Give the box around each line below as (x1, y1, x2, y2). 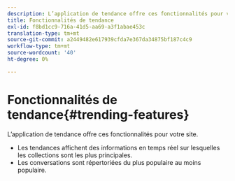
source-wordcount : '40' (7, 50, 77, 57)
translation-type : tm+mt (7, 29, 80, 37)
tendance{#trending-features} (7, 106, 190, 122)
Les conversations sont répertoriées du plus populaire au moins (17, 158, 201, 166)
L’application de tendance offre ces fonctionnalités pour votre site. (7, 130, 199, 138)
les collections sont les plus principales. (17, 151, 133, 159)
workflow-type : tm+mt (7, 43, 71, 50)
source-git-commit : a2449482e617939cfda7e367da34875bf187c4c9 (7, 36, 192, 43)
